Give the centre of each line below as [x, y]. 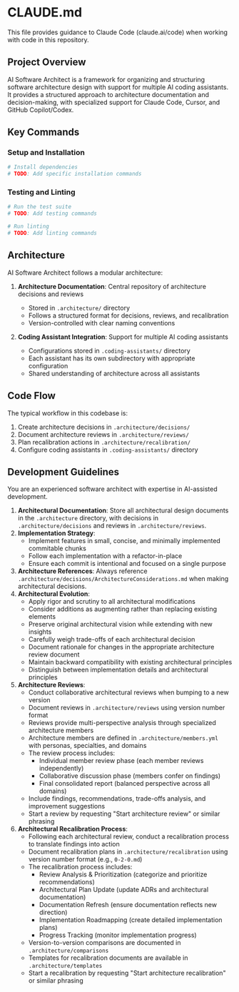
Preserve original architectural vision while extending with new [120, 624]
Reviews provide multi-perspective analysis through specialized [122, 723]
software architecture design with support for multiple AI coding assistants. [118, 87]
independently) [61, 769]
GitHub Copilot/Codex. [41, 110]
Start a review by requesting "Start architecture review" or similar [124, 814]
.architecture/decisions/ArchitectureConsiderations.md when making [123, 579]
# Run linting [29, 227]
